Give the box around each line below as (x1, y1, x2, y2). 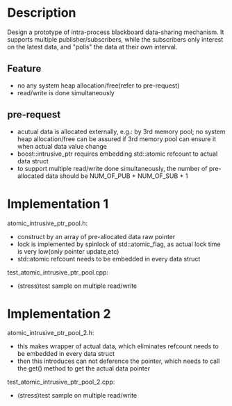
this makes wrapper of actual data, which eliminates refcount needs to (17, 342, 219, 350)
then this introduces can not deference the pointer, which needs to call (17, 357, 220, 366)
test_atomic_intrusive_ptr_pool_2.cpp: (7, 377, 115, 387)
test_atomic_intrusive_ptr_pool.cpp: (7, 268, 109, 276)
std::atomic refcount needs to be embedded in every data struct (17, 254, 201, 263)
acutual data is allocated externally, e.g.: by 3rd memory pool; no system (17, 127, 226, 136)
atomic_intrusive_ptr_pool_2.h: (7, 329, 94, 337)
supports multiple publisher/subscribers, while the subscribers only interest (7, 35, 224, 43)
